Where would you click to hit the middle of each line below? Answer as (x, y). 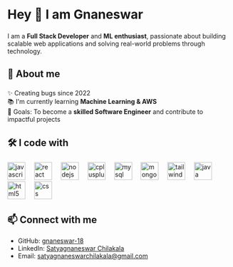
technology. (25, 51)
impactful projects (34, 120)
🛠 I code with (38, 143)
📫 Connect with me (52, 220)
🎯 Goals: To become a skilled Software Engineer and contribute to (105, 112)
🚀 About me (34, 74)
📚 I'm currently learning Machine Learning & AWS (82, 102)
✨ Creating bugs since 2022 (49, 93)
